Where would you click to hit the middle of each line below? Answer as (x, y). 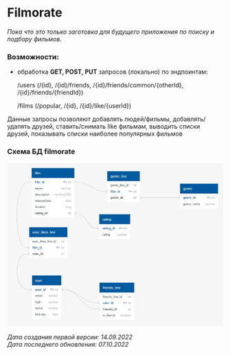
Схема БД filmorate (41, 151)
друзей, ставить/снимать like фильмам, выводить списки (116, 127)
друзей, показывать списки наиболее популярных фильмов (95, 134)
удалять (19, 127)
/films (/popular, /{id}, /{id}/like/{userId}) (74, 106)
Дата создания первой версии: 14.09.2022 (70, 337)
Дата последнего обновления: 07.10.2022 (68, 345)
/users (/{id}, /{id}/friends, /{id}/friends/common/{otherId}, (100, 85)
